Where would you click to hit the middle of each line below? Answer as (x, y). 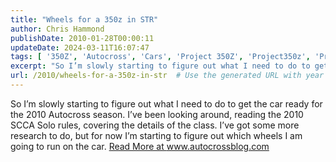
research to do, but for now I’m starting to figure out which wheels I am (156, 135)
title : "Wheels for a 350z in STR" (84, 19)
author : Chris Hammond (57, 29)
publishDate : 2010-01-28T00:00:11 (82, 38)
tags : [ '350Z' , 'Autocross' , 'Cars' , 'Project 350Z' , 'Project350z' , (160, 57)
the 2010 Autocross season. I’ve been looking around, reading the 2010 (157, 114)
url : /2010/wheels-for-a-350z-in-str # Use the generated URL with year (167, 76)
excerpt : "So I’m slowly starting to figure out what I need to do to (160, 66)
